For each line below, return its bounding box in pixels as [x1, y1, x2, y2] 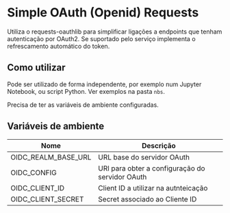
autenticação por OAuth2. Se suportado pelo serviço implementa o [7, 34, 196, 42]
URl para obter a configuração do [98, 163, 205, 173]
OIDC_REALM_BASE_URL [10, 152, 92, 162]
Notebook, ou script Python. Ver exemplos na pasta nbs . [7, 87, 166, 95]
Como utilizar [7, 62, 66, 73]
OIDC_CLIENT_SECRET [10, 194, 84, 203]
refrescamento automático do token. [7, 42, 110, 50]
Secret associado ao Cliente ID [98, 194, 197, 203]
